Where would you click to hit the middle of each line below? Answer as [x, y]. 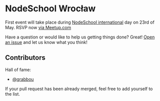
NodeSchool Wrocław [50, 9]
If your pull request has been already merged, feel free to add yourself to [79, 89]
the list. [13, 94]
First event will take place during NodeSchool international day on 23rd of [80, 22]
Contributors [25, 58]
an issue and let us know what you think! [46, 42]
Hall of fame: [18, 69]
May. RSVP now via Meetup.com [38, 27]
